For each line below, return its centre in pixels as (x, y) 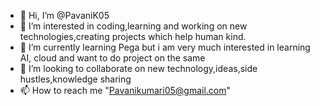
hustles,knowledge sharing (75, 79)
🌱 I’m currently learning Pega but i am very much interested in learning (165, 47)
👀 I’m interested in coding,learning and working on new (133, 26)
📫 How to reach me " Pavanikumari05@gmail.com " (125, 90)
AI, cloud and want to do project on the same (112, 58)
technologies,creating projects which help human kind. (133, 36)
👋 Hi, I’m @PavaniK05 (64, 15)
